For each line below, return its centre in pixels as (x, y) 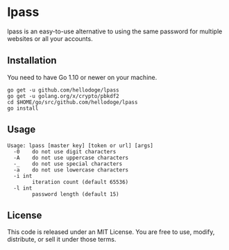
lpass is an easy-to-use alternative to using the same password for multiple (115, 31)
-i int (23, 176)
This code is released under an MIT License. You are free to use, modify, (111, 232)
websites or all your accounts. (50, 38)
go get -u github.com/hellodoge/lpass (63, 90)
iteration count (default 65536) (80, 182)
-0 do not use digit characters (65, 151)
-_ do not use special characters (68, 164)
